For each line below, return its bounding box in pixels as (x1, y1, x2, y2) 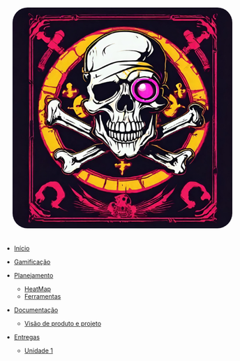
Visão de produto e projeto (24, 319, 102, 327)
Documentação (13, 306, 59, 314)
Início (13, 243, 30, 253)
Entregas (13, 332, 40, 341)
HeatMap (24, 285, 51, 293)
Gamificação (13, 257, 51, 266)
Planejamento (13, 271, 54, 279)
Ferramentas (24, 292, 61, 300)
